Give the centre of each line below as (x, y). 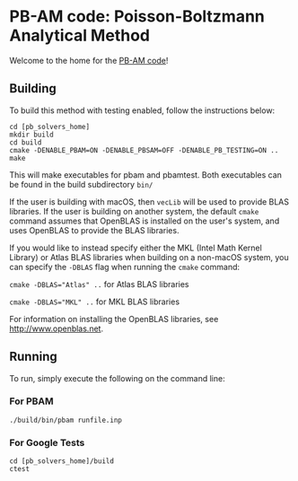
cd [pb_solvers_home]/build (62, 461)
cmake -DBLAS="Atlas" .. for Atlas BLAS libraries (100, 284)
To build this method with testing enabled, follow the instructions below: (142, 110)
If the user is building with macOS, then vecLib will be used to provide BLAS (149, 201)
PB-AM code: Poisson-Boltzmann (137, 17)
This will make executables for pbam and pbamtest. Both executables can (146, 175)
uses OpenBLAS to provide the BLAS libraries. (94, 230)
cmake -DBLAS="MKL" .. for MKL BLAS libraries (95, 302)
